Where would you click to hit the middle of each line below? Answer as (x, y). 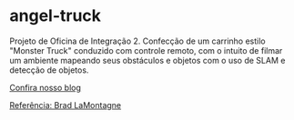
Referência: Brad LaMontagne (66, 105)
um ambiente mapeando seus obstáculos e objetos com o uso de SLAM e (147, 60)
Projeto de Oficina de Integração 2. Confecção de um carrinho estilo (137, 41)
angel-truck (56, 16)
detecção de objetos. (49, 70)
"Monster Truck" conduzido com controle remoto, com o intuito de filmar (146, 50)
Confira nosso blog (46, 87)
